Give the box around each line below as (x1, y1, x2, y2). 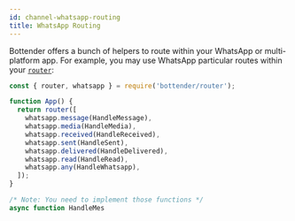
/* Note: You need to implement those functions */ (9, 195, 204, 204)
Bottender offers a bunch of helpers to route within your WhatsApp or (9, 45, 263, 56)
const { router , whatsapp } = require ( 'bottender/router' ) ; (9, 81, 237, 90)
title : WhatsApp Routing (9, 21, 101, 30)
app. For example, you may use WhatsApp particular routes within (41, 55, 283, 65)
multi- (264, 45, 286, 56)
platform (9, 55, 40, 65)
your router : (9, 64, 55, 75)
